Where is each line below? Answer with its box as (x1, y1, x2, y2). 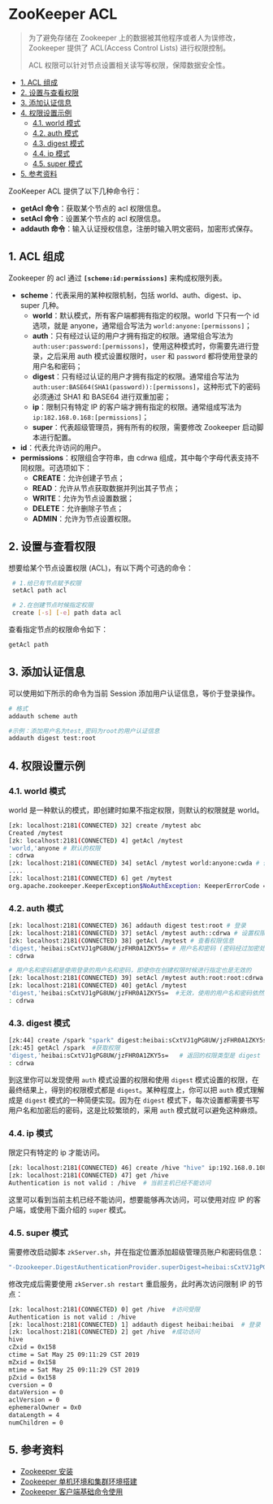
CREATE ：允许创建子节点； (32, 473, 125, 483)
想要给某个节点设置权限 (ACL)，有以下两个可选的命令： (8, 562, 193, 573)
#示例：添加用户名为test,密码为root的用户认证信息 (8, 726, 160, 735)
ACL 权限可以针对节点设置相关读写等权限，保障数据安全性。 (28, 60, 230, 70)
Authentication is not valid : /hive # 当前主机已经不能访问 (8, 1179, 211, 1187)
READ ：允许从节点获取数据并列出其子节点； (32, 483, 180, 492)
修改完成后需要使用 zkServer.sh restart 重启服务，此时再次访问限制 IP (8, 1279, 247, 1289)
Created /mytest (8, 829, 63, 837)
